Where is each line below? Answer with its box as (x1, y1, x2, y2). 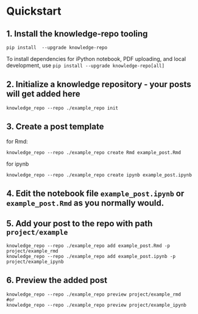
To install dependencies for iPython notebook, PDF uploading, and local (6, 55, 186, 62)
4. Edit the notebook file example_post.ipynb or (6, 189, 185, 199)
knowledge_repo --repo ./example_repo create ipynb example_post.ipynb (6, 172, 192, 178)
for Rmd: (6, 138, 29, 145)
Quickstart (6, 4, 62, 18)
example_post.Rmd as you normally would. (6, 198, 164, 208)
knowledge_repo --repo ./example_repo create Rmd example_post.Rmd (6, 149, 182, 156)
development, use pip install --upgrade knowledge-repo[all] (6, 62, 165, 69)
